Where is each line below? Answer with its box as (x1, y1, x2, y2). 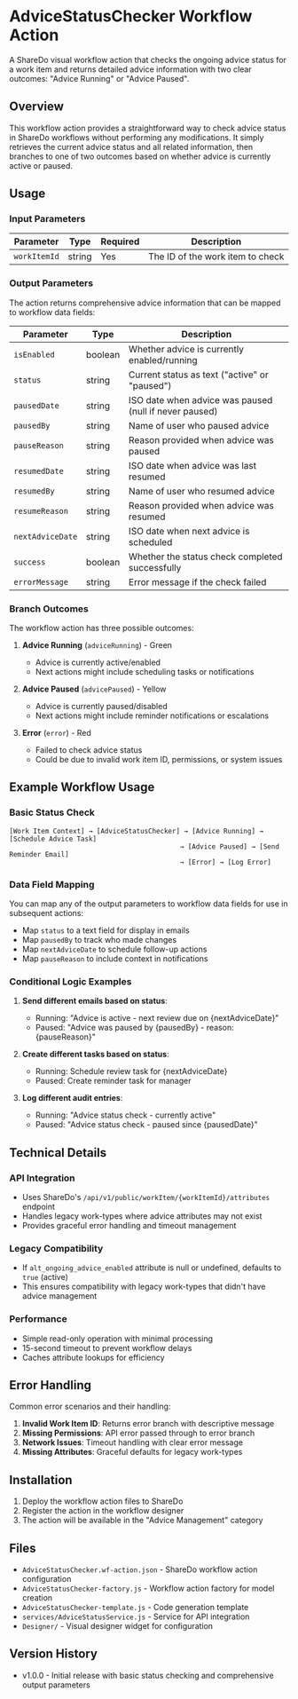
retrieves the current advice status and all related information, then (9, 141, 254, 152)
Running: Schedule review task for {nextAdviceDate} (35, 1066, 228, 1077)
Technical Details (9, 1145, 107, 1160)
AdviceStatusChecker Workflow (9, 6, 253, 27)
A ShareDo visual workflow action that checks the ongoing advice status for (9, 54, 286, 65)
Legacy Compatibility (9, 1242, 104, 1254)
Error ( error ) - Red (21, 728, 91, 739)
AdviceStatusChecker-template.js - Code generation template (21, 1602, 249, 1613)
